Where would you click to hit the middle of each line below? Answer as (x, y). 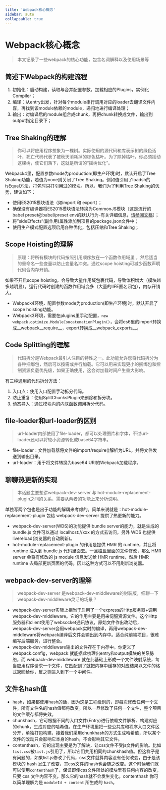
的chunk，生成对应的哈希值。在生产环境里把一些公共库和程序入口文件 (84, 727)
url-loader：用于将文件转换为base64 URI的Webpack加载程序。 (77, 463)
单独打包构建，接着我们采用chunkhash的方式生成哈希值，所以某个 (93, 733)
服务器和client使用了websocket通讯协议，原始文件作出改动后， (77, 622)
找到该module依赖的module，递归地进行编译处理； (78, 108)
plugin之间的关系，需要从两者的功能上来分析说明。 (69, 499)
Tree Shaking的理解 (36, 137)
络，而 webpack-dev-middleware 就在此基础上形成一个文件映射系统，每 (86, 659)
